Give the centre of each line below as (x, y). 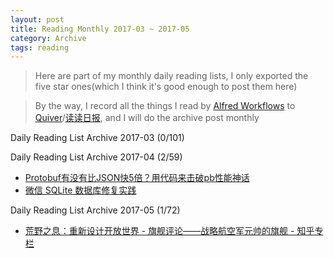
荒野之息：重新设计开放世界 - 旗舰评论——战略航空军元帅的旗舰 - (159, 231)
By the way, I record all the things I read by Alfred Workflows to (165, 106)
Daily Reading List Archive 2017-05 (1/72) (95, 210)
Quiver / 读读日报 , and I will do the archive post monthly (147, 118)
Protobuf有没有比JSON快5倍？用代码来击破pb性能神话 (137, 178)
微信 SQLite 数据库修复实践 (80, 190)
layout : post (37, 19)
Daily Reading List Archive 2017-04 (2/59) (96, 157)
